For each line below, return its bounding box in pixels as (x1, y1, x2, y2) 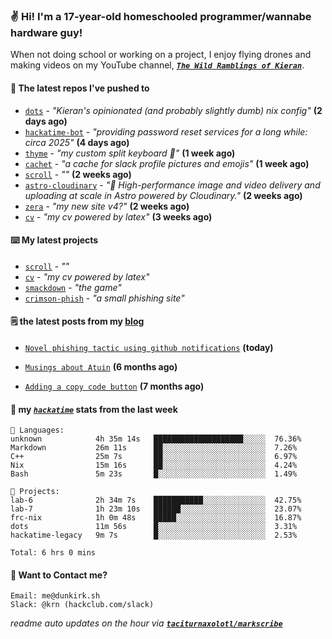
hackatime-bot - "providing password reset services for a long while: (24, 125, 308, 138)
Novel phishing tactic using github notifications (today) (24, 341, 274, 353)
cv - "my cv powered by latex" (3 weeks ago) (24, 210, 213, 223)
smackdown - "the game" (24, 281, 122, 293)
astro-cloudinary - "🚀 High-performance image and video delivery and (24, 179, 321, 191)
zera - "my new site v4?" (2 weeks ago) (24, 200, 190, 212)
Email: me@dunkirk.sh (10, 591, 101, 601)
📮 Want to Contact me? (10, 569, 108, 581)
